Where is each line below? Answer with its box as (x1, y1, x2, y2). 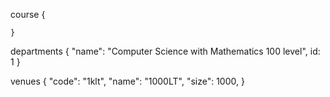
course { (10, 9, 46, 20)
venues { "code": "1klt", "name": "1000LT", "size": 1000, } (10, 75, 245, 87)
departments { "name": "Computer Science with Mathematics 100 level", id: (10, 45, 321, 57)
